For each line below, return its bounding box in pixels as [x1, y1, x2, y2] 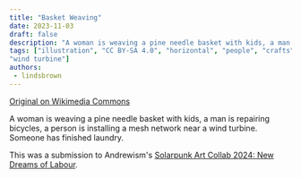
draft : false [9, 30, 58, 38]
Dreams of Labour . [9, 158, 78, 170]
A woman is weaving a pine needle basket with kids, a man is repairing [9, 113, 271, 123]
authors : [9, 64, 42, 72]
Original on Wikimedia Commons [9, 96, 131, 106]
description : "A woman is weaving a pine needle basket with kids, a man [9, 38, 291, 47]
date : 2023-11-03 [9, 21, 74, 30]
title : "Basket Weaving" [9, 13, 102, 22]
